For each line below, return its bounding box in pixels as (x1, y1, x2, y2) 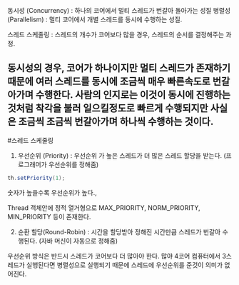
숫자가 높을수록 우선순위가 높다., (7, 188, 98, 196)
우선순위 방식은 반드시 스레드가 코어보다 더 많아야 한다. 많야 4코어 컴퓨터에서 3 (7, 251, 227, 260)
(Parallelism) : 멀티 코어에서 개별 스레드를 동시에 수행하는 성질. (7, 15, 183, 24)
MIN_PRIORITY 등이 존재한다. (7, 212, 91, 221)
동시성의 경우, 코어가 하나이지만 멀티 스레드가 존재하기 (7, 62, 230, 74)
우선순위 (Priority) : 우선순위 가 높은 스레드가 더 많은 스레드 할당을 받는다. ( (17, 151, 226, 159)
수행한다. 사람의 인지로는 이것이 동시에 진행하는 (35, 89, 230, 101)
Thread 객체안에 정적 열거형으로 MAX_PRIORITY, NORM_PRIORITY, (7, 203, 201, 212)
